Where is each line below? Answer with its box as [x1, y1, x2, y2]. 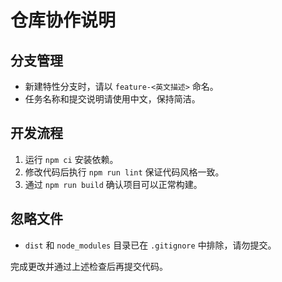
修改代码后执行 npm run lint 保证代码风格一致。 [24, 166, 225, 178]
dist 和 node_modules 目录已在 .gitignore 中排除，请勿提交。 [24, 239, 277, 251]
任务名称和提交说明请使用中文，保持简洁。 [24, 93, 201, 105]
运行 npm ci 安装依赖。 [24, 153, 119, 165]
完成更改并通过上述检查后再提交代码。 [10, 260, 168, 272]
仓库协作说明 [10, 9, 117, 32]
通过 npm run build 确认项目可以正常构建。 [24, 178, 203, 190]
